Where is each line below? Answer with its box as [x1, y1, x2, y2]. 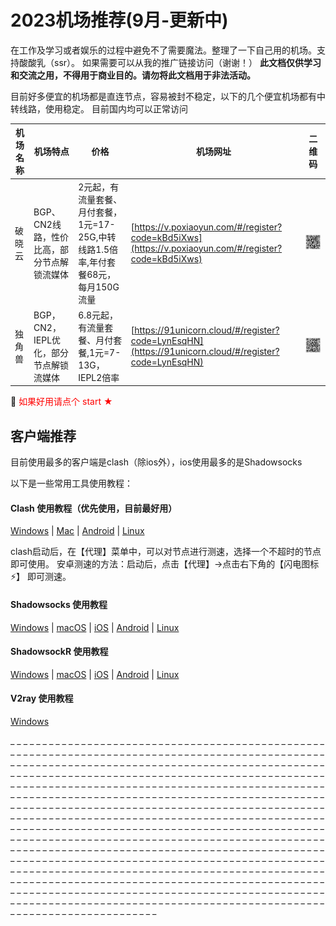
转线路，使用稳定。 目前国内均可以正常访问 [10, 102, 188, 115]
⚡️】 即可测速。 [10, 571, 72, 583]
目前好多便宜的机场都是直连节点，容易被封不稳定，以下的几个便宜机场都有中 [10, 90, 326, 102]
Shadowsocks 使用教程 [10, 599, 108, 611]
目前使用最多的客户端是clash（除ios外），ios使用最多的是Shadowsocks [10, 456, 303, 468]
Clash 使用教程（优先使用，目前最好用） [10, 502, 178, 514]
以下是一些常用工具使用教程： [10, 477, 133, 490]
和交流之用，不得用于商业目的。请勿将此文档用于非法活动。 [10, 69, 256, 81]
